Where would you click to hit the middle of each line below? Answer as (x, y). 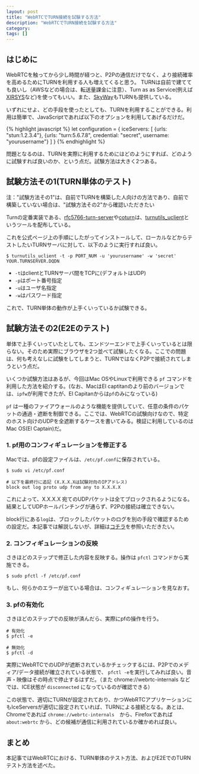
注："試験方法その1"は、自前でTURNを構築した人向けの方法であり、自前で (97, 197)
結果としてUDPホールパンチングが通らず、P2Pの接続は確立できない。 (92, 506)
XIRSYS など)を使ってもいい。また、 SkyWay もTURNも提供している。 (90, 97)
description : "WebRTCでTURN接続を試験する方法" (61, 23)
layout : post (22, 12)
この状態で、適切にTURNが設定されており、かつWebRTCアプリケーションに (99, 700)
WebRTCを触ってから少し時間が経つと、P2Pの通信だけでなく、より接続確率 (99, 74)
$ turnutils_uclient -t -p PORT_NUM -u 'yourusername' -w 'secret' (91, 256)
